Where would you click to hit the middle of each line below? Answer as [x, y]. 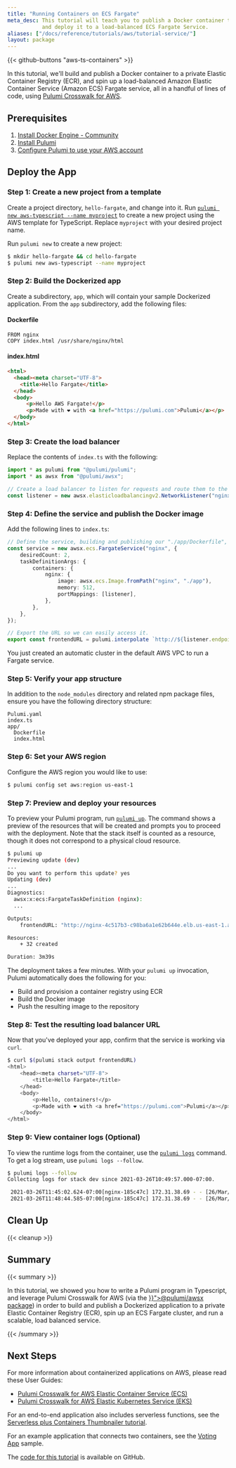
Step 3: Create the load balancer [64, 442]
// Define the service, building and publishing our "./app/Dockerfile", [118, 542]
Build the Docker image [51, 999]
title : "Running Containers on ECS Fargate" [73, 14]
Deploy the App [42, 172]
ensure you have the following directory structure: [80, 701]
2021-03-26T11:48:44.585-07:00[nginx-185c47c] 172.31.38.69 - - [106, 1199]
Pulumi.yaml [25, 715]
